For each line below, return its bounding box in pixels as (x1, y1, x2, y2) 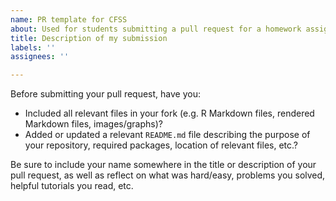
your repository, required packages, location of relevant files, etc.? (24, 139, 298, 151)
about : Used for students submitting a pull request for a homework (10, 24, 302, 34)
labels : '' (10, 42, 56, 53)
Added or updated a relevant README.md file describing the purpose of (24, 129, 311, 141)
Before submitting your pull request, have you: (10, 88, 201, 100)
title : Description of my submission (10, 33, 168, 43)
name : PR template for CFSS (10, 14, 128, 25)
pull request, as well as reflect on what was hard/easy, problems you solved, (10, 169, 326, 181)
